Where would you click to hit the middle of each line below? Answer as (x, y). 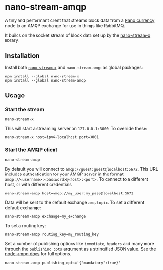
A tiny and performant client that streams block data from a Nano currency (80, 20)
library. (12, 40)
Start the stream (25, 110)
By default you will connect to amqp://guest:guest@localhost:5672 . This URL (81, 169)
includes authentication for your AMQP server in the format (64, 174)
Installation (22, 56)
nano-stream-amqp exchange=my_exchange (45, 216)
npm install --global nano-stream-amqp (45, 80)
